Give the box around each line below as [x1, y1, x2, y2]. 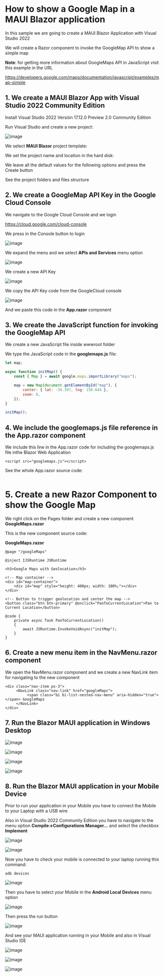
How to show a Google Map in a [5, 3, 135, 15]
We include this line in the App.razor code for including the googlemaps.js [5, 444, 154, 450]
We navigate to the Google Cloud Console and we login [5, 211, 117, 217]
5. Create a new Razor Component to [5, 489, 157, 500]
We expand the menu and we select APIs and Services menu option [5, 249, 143, 256]
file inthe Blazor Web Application [5, 449, 71, 455]
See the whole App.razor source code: [5, 468, 83, 474]
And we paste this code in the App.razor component [5, 307, 112, 313]
